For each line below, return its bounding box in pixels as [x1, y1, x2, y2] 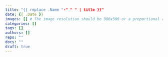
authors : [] [5, 30, 30, 35]
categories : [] [5, 21, 37, 26]
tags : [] [5, 26, 23, 31]
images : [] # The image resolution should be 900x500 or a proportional [5, 16, 160, 21]
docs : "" [5, 40, 23, 45]
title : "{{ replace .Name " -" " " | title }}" [5, 7, 104, 12]
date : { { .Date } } [5, 12, 43, 17]
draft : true [5, 44, 30, 49]
